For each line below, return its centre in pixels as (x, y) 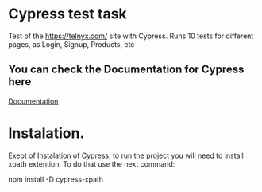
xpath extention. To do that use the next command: (92, 163)
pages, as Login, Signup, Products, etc (71, 44)
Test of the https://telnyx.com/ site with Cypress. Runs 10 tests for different (131, 36)
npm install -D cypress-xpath (56, 179)
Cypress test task (67, 14)
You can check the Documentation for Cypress (126, 70)
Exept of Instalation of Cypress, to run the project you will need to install (126, 155)
